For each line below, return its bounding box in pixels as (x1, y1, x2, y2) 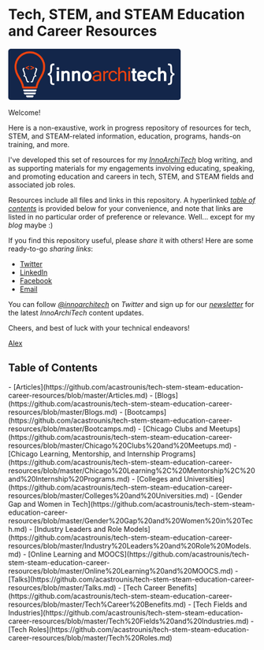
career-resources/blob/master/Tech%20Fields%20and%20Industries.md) (8, 616, 250, 626)
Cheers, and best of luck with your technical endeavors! (8, 323, 191, 332)
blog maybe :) (8, 220, 54, 230)
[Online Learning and (28, 549, 97, 559)
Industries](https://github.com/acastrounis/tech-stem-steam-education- (8, 608, 244, 617)
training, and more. (8, 139, 70, 149)
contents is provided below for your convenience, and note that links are (8, 203, 244, 213)
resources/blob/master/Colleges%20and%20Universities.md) (8, 490, 209, 500)
